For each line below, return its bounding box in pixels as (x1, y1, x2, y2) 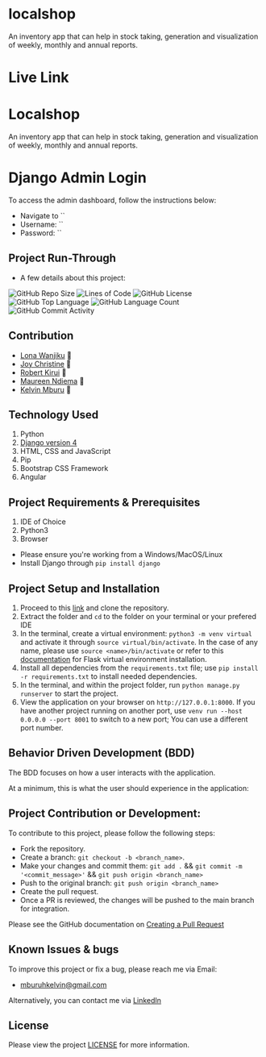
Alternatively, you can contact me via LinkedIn (8, 995, 162, 1005)
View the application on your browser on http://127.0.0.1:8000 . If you (19, 697, 256, 707)
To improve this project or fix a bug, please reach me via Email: (8, 964, 218, 974)
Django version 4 (19, 438, 77, 447)
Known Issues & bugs (8, 943, 119, 956)
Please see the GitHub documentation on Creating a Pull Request (8, 919, 224, 929)
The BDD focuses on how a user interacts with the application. (8, 768, 216, 777)
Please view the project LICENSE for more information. (8, 1040, 190, 1050)
